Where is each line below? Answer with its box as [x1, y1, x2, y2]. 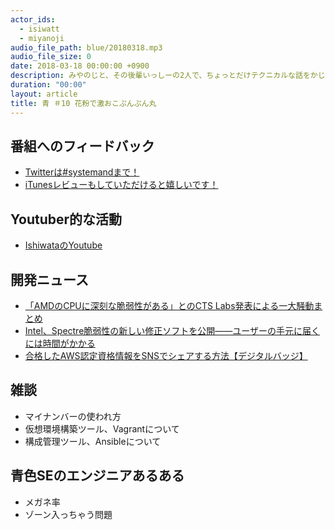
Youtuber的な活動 [10, 211, 123, 228]
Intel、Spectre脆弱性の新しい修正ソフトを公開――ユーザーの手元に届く [24, 324, 321, 336]
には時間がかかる [24, 337, 96, 349]
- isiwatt [19, 24, 60, 34]
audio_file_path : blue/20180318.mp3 [10, 42, 163, 53]
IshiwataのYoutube [24, 239, 103, 251]
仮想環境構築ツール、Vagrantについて [24, 422, 180, 435]
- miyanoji [19, 33, 65, 43]
